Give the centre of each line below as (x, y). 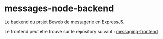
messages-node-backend (59, 9)
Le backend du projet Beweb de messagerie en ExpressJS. (65, 22)
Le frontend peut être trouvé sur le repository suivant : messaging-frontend (81, 31)
